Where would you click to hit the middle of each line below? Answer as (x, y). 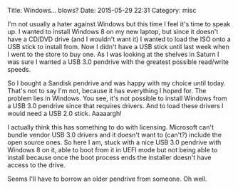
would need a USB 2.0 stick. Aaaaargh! (65, 114)
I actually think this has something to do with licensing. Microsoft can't (111, 127)
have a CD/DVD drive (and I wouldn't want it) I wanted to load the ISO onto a (119, 39)
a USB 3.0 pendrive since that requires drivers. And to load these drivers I (115, 106)
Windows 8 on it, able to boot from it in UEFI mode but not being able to (113, 150)
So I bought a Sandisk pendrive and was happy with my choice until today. (117, 83)
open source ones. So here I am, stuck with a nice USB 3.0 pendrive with (114, 142)
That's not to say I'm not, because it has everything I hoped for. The (107, 91)
